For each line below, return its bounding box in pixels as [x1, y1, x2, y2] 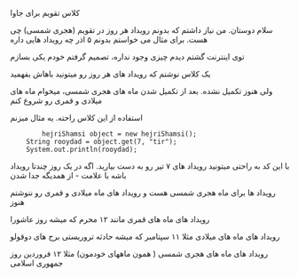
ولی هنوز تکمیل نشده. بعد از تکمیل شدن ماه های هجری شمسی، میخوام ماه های [10, 86, 273, 96]
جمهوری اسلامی [10, 257, 64, 268]
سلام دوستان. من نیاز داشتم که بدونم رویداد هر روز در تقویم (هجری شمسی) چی [10, 25, 273, 35]
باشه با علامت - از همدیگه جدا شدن [10, 170, 127, 180]
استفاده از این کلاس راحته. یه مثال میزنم [10, 113, 143, 123]
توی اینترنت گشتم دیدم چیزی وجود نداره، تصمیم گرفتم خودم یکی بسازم [10, 51, 245, 61]
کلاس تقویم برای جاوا [10, 8, 81, 18]
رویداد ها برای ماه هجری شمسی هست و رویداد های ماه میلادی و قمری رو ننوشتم [10, 187, 276, 198]
